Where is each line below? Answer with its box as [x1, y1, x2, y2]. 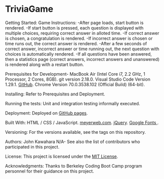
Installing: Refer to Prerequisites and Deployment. [5, 91, 106, 97]
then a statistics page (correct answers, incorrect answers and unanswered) [5, 56, 160, 62]
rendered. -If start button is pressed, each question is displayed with [5, 25, 144, 30]
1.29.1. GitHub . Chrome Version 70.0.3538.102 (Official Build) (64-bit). [5, 81, 145, 87]
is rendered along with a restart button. [5, 61, 84, 67]
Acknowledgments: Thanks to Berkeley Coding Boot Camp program [5, 163, 142, 169]
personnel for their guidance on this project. [5, 168, 94, 174]
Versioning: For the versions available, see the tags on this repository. [5, 129, 146, 135]
